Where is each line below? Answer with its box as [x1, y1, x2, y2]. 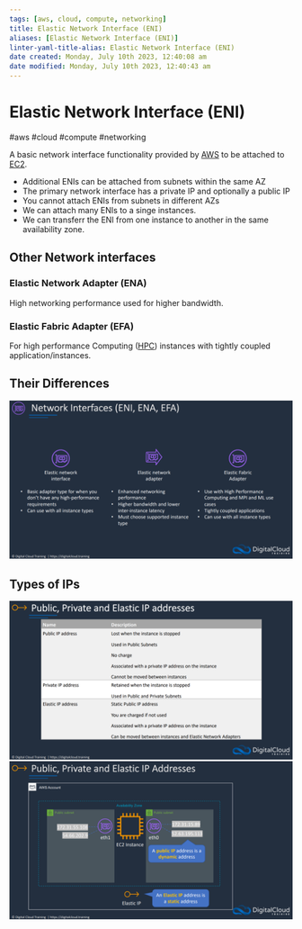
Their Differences [9, 376, 110, 392]
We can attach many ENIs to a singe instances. [22, 204, 197, 215]
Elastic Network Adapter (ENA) [9, 277, 147, 290]
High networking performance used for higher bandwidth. [9, 297, 224, 308]
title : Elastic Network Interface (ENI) [9, 23, 164, 33]
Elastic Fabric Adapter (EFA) [9, 320, 135, 332]
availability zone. [22, 223, 85, 234]
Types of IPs [9, 576, 81, 591]
